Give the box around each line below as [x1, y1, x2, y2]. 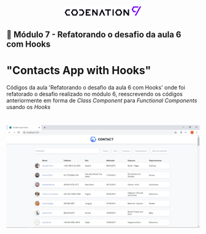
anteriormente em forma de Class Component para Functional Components [6, 97, 197, 104]
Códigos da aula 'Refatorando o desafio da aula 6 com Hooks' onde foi [6, 83, 186, 91]
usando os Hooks [6, 103, 51, 110]
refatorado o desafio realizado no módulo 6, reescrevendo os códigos [6, 90, 183, 97]
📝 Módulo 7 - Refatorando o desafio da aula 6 [6, 29, 181, 40]
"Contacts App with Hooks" [6, 63, 151, 77]
